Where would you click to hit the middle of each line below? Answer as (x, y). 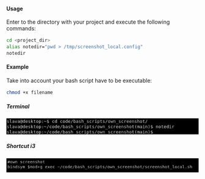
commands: (21, 29)
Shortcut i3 (21, 146)
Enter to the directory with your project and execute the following (88, 22)
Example (18, 67)
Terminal (18, 106)
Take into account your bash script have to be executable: (79, 81)
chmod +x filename (30, 93)
